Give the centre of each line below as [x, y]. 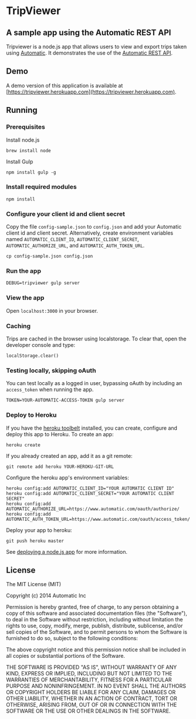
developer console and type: [41, 345]
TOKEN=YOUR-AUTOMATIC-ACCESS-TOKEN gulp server [65, 400]
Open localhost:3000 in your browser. [52, 310]
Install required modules [42, 187]
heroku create [23, 445]
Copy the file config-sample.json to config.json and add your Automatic [94, 227]
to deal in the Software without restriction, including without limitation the [94, 620]
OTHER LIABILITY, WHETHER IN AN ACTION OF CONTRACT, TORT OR [92, 698]
